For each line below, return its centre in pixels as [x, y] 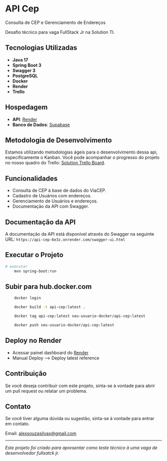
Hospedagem [27, 107]
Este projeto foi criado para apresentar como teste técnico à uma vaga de [81, 448]
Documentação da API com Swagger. [51, 206]
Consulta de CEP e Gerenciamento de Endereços [55, 22]
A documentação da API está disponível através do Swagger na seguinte [80, 234]
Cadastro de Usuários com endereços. [52, 196]
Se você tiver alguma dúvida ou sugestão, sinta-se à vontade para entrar [80, 419]
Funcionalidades [32, 178]
